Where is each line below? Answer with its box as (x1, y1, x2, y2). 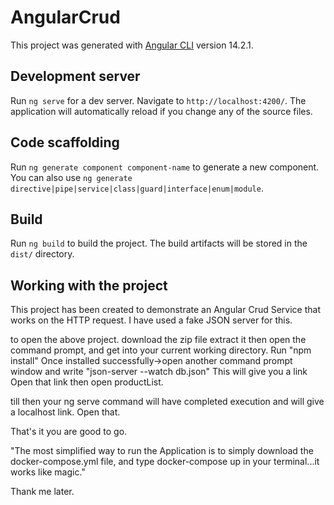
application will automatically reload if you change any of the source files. (10, 105, 313, 117)
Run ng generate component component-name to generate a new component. (10, 161, 320, 173)
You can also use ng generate (10, 171, 133, 183)
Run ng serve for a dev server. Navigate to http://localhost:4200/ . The (10, 94, 307, 106)
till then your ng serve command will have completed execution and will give (10, 396, 325, 408)
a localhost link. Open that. (10, 406, 121, 418)
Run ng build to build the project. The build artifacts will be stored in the (10, 237, 308, 250)
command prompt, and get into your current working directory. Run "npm (10, 344, 312, 356)
